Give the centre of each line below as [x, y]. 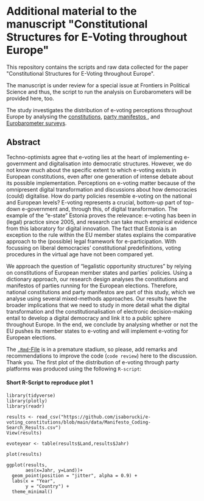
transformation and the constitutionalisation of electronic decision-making [99, 311]
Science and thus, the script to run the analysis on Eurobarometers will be [99, 92]
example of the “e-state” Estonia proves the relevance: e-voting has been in [101, 215]
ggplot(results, [27, 465]
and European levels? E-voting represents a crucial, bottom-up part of [94, 202]
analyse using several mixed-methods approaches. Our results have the [97, 298]
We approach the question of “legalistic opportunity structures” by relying [99, 266]
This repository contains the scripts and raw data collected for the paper [97, 67]
